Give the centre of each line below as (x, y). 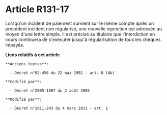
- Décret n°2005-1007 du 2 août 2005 (50, 90)
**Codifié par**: (24, 82)
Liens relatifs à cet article (33, 55)
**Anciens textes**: (27, 64)
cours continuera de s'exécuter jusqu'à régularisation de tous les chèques (83, 40)
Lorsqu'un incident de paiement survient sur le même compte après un (80, 23)
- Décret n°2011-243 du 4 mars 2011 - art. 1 (59, 108)
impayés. (15, 45)
